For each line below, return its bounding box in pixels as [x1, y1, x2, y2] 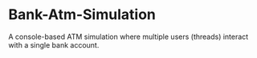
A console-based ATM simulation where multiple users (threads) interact [8, 32, 249, 41]
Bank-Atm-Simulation [8, 6, 157, 24]
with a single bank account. [8, 40, 100, 49]
